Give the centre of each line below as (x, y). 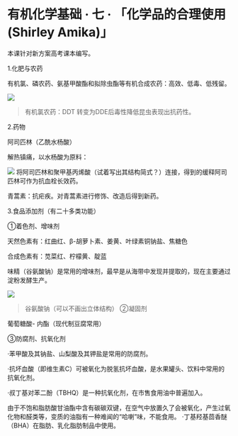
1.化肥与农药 (25, 68)
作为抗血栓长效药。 (54, 181)
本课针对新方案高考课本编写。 (51, 53)
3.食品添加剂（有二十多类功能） (54, 211)
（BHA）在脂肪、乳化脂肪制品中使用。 (64, 425)
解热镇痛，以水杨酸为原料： (48, 157)
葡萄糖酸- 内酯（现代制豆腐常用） (56, 323)
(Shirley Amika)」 (60, 32)
